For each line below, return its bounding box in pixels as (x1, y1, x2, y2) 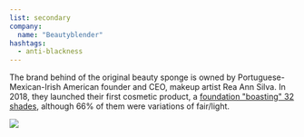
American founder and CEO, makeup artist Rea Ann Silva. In (63, 82, 286, 93)
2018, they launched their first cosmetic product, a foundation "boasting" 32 (9, 92, 295, 103)
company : (9, 22, 43, 31)
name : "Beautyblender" (17, 30, 103, 39)
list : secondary (9, 13, 71, 23)
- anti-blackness (17, 47, 83, 56)
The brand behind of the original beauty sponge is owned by (9, 72, 236, 83)
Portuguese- (237, 72, 286, 83)
